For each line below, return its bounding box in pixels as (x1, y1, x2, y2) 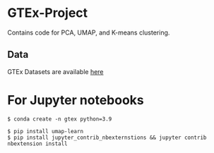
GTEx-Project (7, 5, 88, 21)
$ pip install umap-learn (7, 128, 83, 135)
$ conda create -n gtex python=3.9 (7, 115, 112, 123)
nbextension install (7, 140, 69, 147)
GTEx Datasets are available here (7, 67, 104, 75)
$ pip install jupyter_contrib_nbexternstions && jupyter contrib (7, 134, 207, 141)
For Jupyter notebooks (7, 92, 144, 108)
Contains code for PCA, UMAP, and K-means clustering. (7, 28, 170, 37)
